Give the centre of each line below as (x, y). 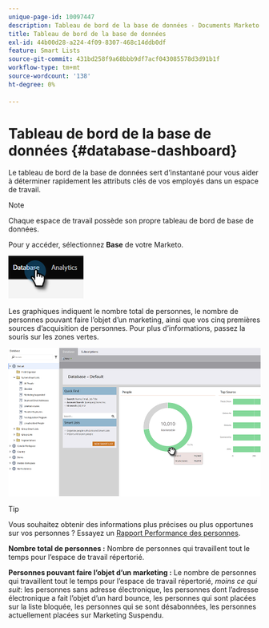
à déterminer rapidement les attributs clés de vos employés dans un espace (133, 181)
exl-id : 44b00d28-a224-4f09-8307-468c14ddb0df (87, 42)
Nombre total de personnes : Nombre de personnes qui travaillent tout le (129, 548)
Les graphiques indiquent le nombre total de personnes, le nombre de (123, 312)
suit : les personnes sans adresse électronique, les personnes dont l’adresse (133, 590)
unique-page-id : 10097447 (51, 17)
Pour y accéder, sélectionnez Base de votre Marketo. (96, 245)
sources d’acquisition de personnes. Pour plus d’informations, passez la (127, 328)
